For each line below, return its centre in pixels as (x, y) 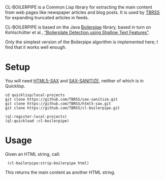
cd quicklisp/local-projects (35, 95)
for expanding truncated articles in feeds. (47, 18)
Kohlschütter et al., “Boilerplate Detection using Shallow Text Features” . (77, 32)
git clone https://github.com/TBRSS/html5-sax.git (58, 104)
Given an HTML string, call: (33, 154)
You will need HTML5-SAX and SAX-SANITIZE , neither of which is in (74, 80)
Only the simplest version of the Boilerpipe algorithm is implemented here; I (82, 42)
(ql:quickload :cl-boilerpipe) (37, 121)
